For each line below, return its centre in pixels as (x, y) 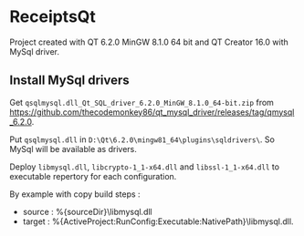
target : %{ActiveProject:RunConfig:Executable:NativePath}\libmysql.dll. (158, 221)
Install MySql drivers (69, 81)
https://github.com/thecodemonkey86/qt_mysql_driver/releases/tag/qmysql (152, 112)
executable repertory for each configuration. (93, 176)
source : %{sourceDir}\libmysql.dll (87, 211)
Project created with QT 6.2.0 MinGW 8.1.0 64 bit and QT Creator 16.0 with (149, 42)
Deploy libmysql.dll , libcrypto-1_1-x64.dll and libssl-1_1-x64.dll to (145, 167)
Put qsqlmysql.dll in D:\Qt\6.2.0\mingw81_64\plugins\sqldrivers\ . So (142, 139)
